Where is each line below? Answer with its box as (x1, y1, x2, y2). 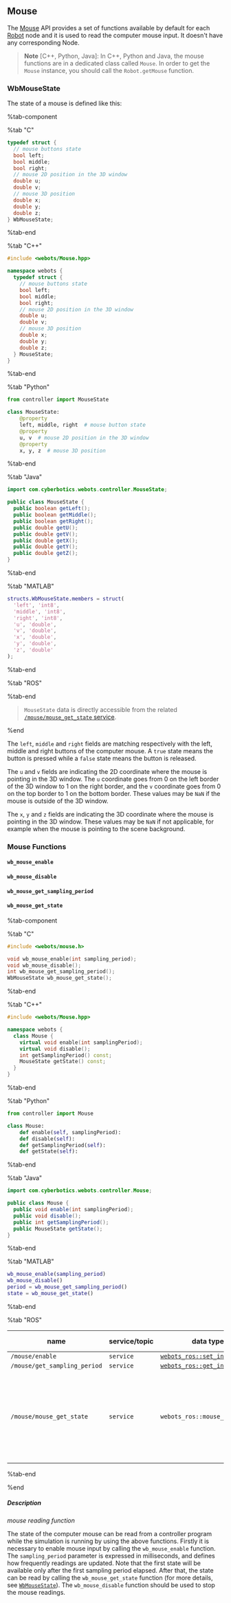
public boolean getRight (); (13, 518, 94, 525)
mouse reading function (7, 1516, 76, 1525)
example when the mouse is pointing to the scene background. (7, 824, 186, 832)
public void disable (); (13, 1212, 81, 1219)
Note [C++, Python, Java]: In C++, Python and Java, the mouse (23, 52, 204, 60)
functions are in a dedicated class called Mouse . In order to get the (23, 59, 210, 67)
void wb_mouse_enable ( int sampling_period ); (7, 955, 137, 963)
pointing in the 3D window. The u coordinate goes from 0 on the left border (7, 775, 219, 783)
